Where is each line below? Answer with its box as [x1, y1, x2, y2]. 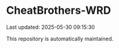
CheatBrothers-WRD [6, 4, 111, 17]
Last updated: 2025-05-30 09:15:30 [6, 23, 95, 31]
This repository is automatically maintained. [6, 35, 114, 42]
